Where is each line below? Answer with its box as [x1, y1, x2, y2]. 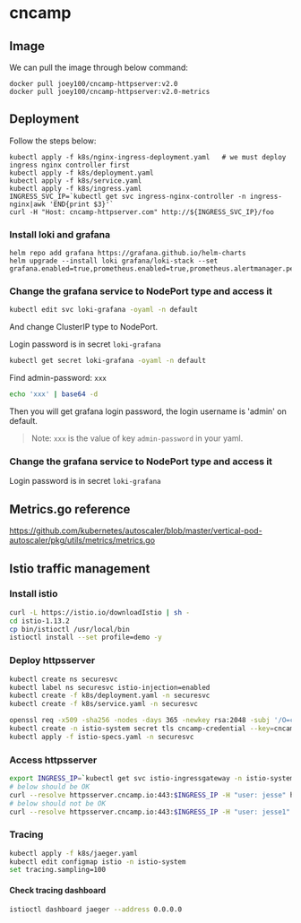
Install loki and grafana [9, 228, 111, 240]
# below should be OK [9, 782, 90, 791]
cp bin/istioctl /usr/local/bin [9, 625, 130, 634]
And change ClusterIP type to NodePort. [9, 322, 159, 332]
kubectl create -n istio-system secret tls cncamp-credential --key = [9, 724, 275, 733]
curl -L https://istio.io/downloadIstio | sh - [9, 608, 191, 617]
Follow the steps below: [9, 135, 97, 146]
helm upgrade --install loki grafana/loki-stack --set [9, 256, 219, 266]
